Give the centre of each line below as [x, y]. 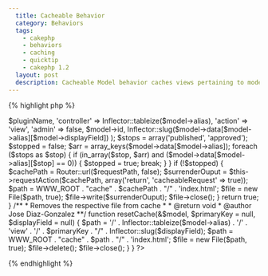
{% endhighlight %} [41, 263]
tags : [25, 30]
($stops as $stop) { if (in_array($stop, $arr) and [86, 154]
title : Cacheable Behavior [60, 16]
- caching [39, 53]
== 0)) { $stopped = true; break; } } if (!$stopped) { [140, 163]
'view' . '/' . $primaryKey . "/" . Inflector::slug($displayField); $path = [121, 231]
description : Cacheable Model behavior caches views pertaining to [130, 82]
